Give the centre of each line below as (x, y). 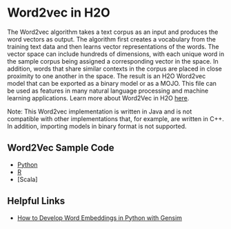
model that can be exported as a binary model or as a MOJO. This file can (112, 83)
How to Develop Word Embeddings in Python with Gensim (100, 218)
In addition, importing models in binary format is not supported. (97, 126)
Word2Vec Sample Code (61, 148)
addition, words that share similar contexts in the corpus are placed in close (115, 68)
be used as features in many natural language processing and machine (108, 91)
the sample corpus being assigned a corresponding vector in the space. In (113, 61)
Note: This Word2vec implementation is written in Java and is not (100, 111)
